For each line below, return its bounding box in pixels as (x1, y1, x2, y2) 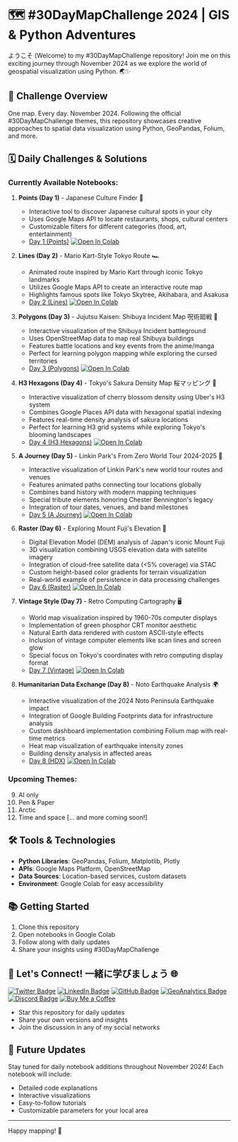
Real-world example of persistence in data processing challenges (28, 576, 220, 584)
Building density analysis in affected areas (28, 749, 153, 758)
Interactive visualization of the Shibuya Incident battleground (28, 327, 206, 335)
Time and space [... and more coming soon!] (18, 812, 148, 822)
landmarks (28, 275, 60, 284)
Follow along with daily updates (18, 938, 110, 946)
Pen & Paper (18, 798, 55, 806)
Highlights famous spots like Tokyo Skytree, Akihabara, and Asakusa (28, 291, 229, 299)
